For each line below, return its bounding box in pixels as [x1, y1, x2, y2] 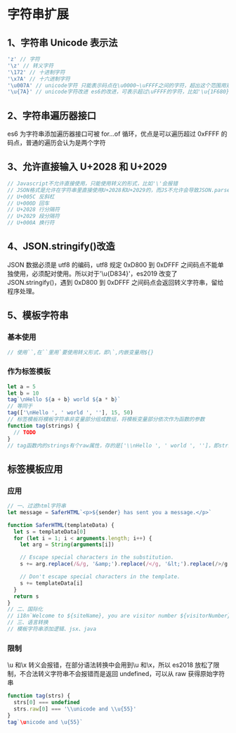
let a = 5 [7, 383, 37, 390]
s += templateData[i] [20, 580, 83, 587]
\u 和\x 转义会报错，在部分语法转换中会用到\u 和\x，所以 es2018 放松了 [7, 661, 214, 669]
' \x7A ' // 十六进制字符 [7, 75, 70, 82]
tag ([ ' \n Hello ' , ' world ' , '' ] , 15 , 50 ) [7, 409, 133, 416]
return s [13, 592, 39, 600]
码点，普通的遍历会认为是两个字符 [7, 139, 106, 147]
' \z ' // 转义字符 [7, 62, 54, 69]
